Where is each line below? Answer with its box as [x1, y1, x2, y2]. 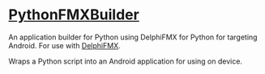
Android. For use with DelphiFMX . [8, 40, 121, 50]
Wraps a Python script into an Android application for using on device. [8, 56, 243, 66]
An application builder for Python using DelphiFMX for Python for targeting [8, 32, 258, 42]
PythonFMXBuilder [8, 6, 139, 24]
